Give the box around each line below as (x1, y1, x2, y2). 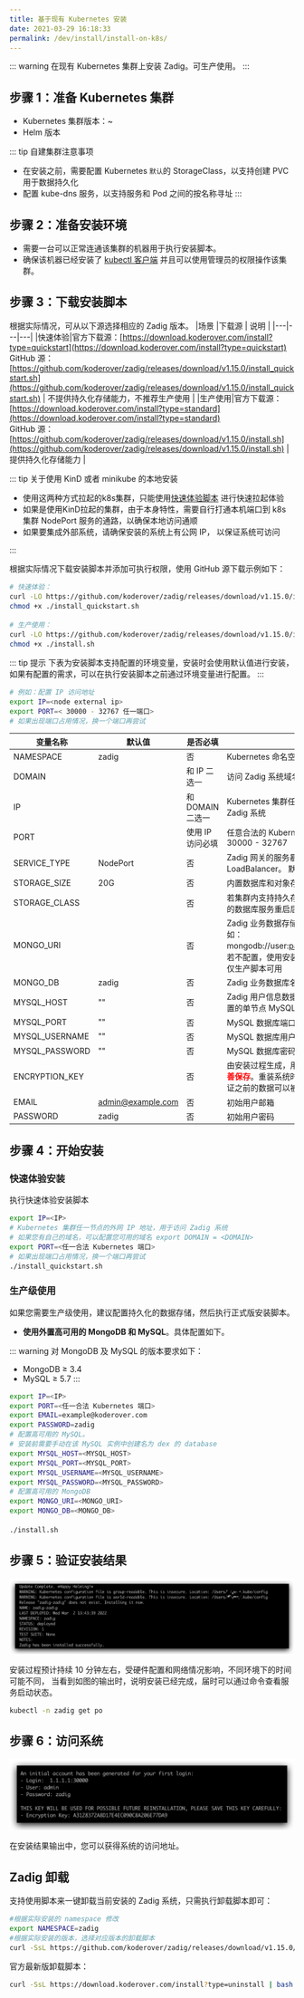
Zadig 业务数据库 (226, 977, 290, 988)
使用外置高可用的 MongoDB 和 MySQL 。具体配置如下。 (22, 1326, 230, 1337)
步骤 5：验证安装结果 (9, 1553, 128, 1569)
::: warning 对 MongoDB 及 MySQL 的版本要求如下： (9, 1345, 204, 1356)
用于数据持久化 (22, 177, 79, 187)
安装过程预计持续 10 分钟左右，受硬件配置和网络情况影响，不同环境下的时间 (9, 1664, 292, 1675)
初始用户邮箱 (226, 1097, 275, 1108)
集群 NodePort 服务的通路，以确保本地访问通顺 (22, 514, 198, 525)
